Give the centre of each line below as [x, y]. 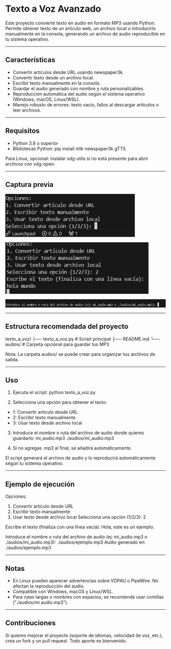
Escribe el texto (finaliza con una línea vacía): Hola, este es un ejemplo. [80, 527]
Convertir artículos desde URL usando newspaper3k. [68, 72]
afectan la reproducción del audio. [49, 586]
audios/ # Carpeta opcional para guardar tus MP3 [57, 344]
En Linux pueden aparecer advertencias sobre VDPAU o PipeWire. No [85, 581]
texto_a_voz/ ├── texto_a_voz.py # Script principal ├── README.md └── [83, 338]
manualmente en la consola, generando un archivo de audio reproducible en [85, 34]
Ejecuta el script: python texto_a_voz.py [54, 392]
